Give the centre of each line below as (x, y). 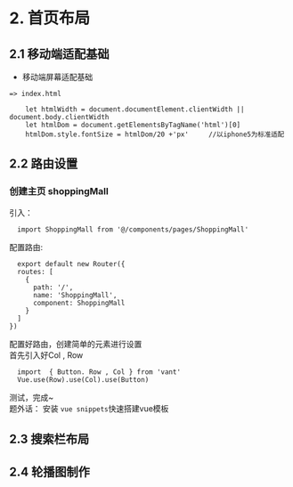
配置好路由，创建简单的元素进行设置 (76, 344)
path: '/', (53, 287)
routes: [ (35, 272)
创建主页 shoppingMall (59, 191)
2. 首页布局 (50, 18)
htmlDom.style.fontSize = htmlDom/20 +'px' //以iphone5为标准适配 (155, 134)
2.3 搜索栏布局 (49, 439)
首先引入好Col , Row (46, 355)
